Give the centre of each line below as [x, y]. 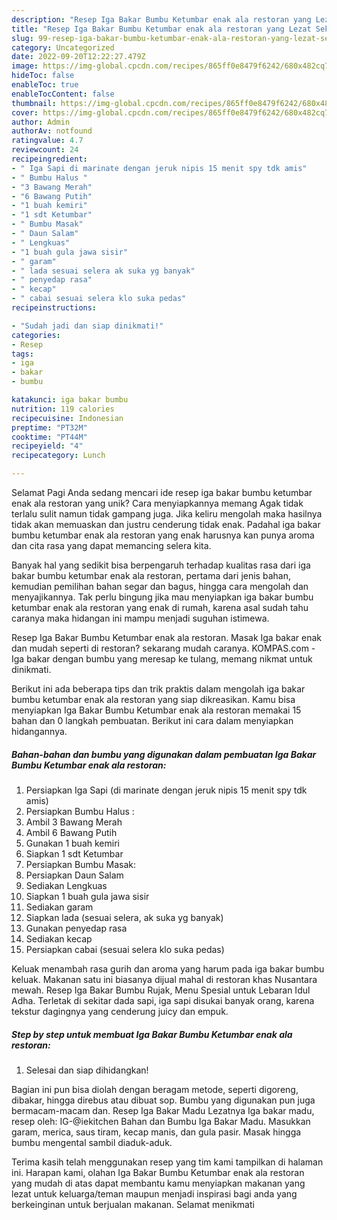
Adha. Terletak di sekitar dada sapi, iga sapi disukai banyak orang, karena [163, 1000]
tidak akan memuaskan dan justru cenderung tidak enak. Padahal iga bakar [166, 524]
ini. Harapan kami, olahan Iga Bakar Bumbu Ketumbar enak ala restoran [158, 1172]
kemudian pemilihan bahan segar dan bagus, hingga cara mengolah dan [160, 586]
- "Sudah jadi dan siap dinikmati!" [87, 326]
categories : [36, 335]
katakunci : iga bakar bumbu [70, 400]
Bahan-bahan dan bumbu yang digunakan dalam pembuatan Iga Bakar [164, 754]
